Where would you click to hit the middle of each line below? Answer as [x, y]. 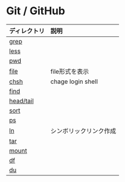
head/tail [21, 101]
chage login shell [74, 81]
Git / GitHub [36, 11]
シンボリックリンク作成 [83, 131]
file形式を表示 [70, 71]
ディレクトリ [27, 31]
